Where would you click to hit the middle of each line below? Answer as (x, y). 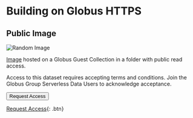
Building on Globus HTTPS (74, 11)
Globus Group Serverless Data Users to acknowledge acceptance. (89, 84)
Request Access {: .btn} (35, 109)
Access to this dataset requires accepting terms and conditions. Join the (97, 77)
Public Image (31, 33)
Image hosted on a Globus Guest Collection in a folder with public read (94, 59)
